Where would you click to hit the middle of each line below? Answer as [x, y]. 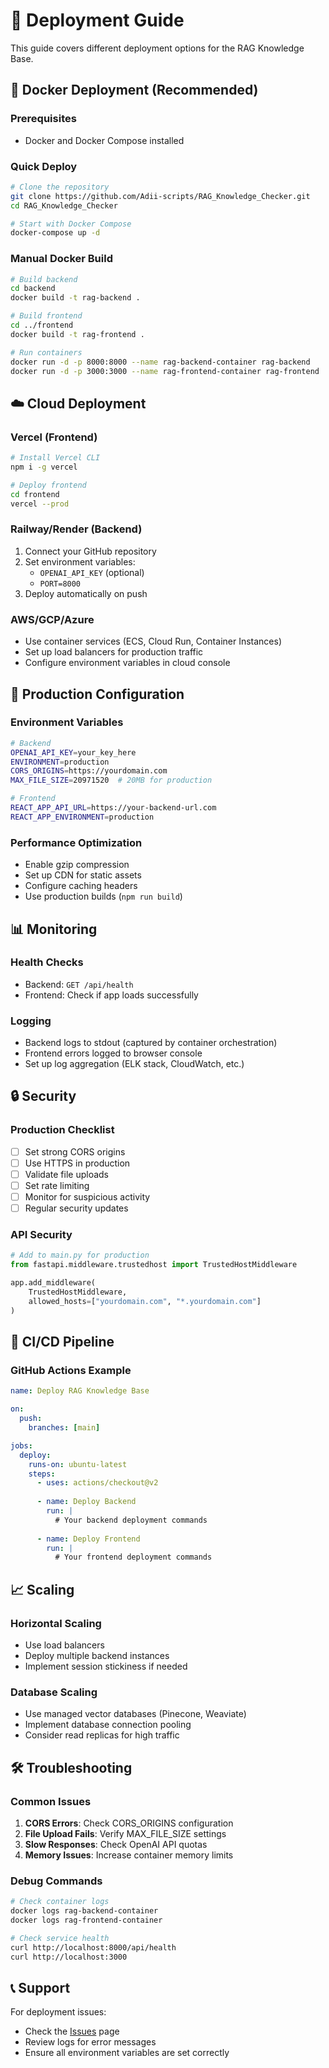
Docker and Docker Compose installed [104, 140]
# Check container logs [60, 1902]
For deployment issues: [58, 2012]
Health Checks [47, 962]
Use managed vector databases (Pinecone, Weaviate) [135, 1714]
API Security [41, 1235]
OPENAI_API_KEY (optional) [92, 572]
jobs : [21, 1445]
